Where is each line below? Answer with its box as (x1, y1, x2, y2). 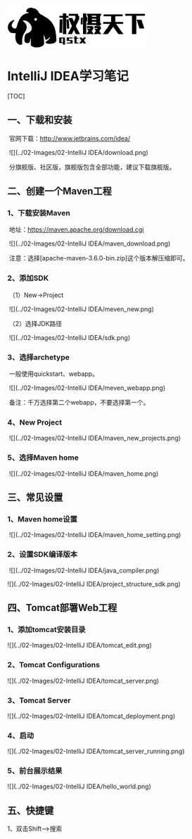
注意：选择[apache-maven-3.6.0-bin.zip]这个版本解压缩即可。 (8, 254, 189, 263)
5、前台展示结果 (7, 766, 63, 776)
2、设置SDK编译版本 (7, 550, 78, 560)
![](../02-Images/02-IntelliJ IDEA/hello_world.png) (7, 782, 151, 791)
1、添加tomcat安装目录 (7, 624, 86, 634)
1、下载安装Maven (7, 208, 70, 218)
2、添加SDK (7, 273, 49, 283)
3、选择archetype (7, 352, 70, 362)
